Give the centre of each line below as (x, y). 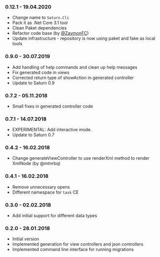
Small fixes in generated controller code (53, 106)
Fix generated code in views (41, 72)
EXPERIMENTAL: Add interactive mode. (52, 130)
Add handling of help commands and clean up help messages (75, 67)
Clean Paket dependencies (40, 28)
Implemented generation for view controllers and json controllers (78, 244)
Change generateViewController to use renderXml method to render (81, 158)
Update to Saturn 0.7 (33, 135)
